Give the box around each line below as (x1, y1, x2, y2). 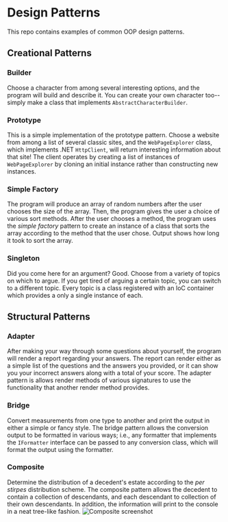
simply (7, 98, 26, 106)
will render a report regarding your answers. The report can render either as (7, 355, 221, 363)
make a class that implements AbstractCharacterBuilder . (27, 98, 188, 106)
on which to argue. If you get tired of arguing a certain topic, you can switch (7, 276, 221, 285)
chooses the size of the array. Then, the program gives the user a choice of (7, 207, 220, 215)
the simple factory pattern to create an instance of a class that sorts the (7, 222, 210, 230)
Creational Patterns (7, 47, 92, 59)
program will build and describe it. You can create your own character (7, 91, 204, 99)
